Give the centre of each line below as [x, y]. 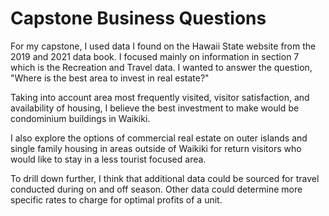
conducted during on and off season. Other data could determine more [156, 189]
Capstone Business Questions [138, 18]
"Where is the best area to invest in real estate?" [110, 78]
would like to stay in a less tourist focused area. [108, 159]
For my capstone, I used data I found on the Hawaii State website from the [163, 46]
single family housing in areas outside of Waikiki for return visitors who [156, 148]
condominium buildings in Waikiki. [80, 118]
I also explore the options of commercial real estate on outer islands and [159, 138]
